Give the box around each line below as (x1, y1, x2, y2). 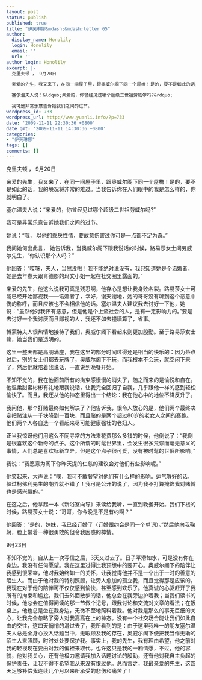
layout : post (6, 8, 39, 15)
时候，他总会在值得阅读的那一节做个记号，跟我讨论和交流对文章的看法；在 (6, 599, 191, 606)
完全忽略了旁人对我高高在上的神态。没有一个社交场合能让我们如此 (26, 614, 191, 622)
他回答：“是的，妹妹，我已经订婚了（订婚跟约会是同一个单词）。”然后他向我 (6, 521, 191, 528)
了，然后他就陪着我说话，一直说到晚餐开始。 (6, 363, 117, 371)
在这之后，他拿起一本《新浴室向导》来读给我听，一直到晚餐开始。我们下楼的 (6, 500, 196, 508)
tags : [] (6, 142, 28, 148)
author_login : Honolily (6, 59, 66, 65)
